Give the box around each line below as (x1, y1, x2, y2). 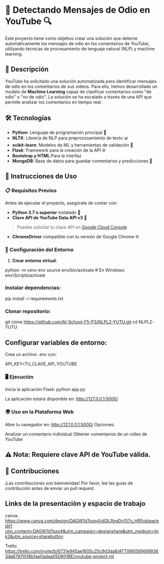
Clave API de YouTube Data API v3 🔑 (12, 215, 87, 221)
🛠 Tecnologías (5, 114, 51, 122)
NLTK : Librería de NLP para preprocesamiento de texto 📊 (12, 135, 128, 141)
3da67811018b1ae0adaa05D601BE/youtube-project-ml (5, 553, 114, 559)
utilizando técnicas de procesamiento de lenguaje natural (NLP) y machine (5, 46, 155, 51)
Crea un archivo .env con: (5, 351, 57, 357)
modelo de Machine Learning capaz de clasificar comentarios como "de (5, 88, 152, 95)
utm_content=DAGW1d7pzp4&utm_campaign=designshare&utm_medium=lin (5, 528, 159, 534)
